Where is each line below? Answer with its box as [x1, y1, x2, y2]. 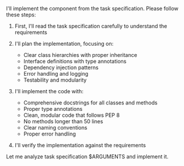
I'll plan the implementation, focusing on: [14, 40, 114, 47]
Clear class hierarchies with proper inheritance [23, 52, 137, 58]
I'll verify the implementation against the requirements [14, 142, 146, 148]
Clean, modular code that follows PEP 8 [23, 111, 120, 118]
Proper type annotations [23, 106, 83, 112]
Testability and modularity [23, 76, 87, 83]
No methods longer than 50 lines [23, 118, 103, 125]
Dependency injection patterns [23, 64, 99, 71]
